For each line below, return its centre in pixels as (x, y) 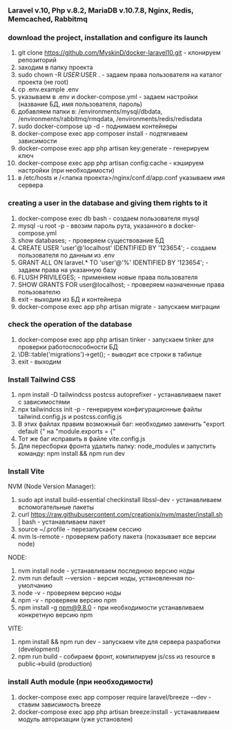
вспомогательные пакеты (56, 507)
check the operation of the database (70, 324)
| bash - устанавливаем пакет (61, 522)
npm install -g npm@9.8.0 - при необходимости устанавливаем (111, 607)
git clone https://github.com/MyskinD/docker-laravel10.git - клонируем (119, 53)
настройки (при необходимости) (66, 170)
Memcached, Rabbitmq (48, 19)
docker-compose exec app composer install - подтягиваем (103, 134)
